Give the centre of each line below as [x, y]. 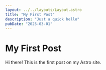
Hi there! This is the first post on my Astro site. [53, 62]
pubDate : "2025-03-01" [29, 24]
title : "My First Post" [30, 14]
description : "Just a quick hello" [42, 19]
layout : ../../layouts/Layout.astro [43, 10]
